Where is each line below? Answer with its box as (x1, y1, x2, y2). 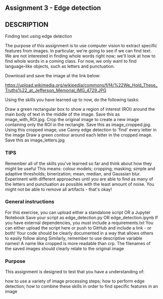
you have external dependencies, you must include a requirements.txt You (5, 220, 154, 226)
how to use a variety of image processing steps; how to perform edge (5, 278, 145, 284)
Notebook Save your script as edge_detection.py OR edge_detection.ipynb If (5, 214, 158, 220)
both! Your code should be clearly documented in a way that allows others (5, 230, 154, 236)
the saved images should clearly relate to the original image (5, 246, 125, 251)
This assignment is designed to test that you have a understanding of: (5, 269, 145, 275)
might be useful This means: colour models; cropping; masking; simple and (5, 165, 155, 172)
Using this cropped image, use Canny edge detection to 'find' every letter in (5, 127, 157, 133)
